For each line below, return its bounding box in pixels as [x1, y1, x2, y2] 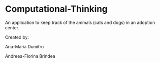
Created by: [5, 34, 29, 40]
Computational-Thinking [5, 3, 108, 15]
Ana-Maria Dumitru [5, 43, 44, 49]
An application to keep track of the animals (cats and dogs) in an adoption [5, 20, 155, 25]
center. [5, 24, 20, 30]
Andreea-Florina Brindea [5, 53, 56, 59]
